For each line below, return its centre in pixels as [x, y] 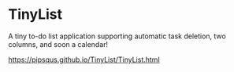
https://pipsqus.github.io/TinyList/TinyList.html [84, 59]
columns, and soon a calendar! [58, 44]
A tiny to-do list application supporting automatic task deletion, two [117, 36]
